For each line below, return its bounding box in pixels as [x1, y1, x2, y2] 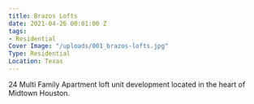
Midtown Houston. [8, 88, 71, 97]
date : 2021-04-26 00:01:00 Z [8, 19, 107, 28]
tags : [8, 27, 27, 35]
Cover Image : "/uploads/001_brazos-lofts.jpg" [8, 42, 169, 50]
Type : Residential [8, 50, 71, 58]
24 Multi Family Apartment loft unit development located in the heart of [8, 79, 246, 89]
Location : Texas [8, 58, 63, 66]
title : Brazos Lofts [8, 11, 79, 20]
